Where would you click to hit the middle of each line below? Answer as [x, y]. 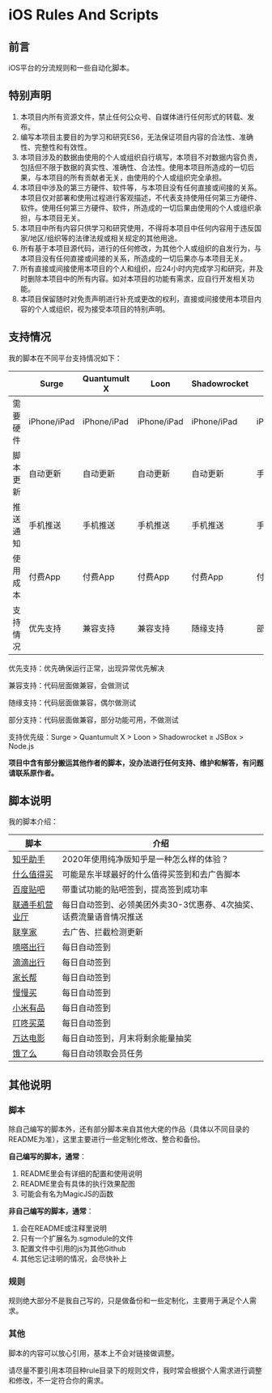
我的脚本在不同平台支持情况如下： [65, 358]
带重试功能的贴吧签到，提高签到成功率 [135, 890]
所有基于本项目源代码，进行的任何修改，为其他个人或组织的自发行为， [137, 248]
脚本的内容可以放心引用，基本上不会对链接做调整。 [93, 1353]
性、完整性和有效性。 [55, 147]
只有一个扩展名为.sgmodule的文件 [76, 1238]
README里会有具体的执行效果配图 [78, 1184]
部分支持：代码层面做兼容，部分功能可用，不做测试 [93, 720]
